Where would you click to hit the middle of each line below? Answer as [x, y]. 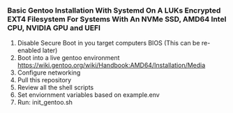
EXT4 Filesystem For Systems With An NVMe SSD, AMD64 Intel [117, 19]
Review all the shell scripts [55, 88]
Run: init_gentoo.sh [45, 103]
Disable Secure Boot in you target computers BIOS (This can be [108, 43]
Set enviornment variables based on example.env [89, 95]
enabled [29, 50]
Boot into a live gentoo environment [68, 58]
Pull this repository [44, 80]
